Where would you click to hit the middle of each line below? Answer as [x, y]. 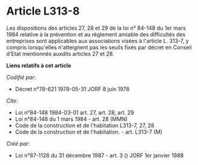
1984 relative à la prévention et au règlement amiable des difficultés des [96, 34]
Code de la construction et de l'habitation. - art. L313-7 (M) [88, 132]
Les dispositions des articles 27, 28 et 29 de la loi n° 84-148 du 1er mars [96, 28]
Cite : [12, 101]
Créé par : [18, 143]
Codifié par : [21, 77]
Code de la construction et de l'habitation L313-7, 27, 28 [84, 125]
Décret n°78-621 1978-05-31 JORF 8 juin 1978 [72, 89]
